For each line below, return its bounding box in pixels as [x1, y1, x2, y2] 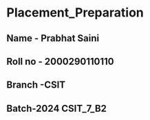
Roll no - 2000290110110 [6, 55, 114, 67]
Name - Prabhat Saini [6, 32, 100, 44]
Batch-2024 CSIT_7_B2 [6, 102, 107, 114]
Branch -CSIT [6, 79, 66, 91]
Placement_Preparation [6, 5, 144, 21]
